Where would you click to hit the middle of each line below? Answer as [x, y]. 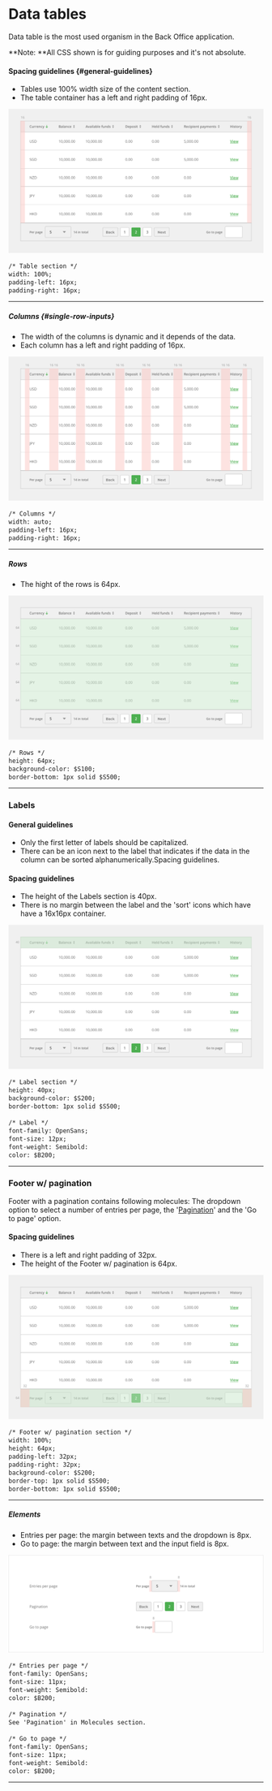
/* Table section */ [43, 266]
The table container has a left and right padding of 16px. [114, 97]
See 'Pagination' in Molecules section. [78, 1722]
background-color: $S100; [52, 769]
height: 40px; [32, 1090]
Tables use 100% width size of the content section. [105, 89]
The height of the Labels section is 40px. [88, 896]
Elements [25, 1514]
